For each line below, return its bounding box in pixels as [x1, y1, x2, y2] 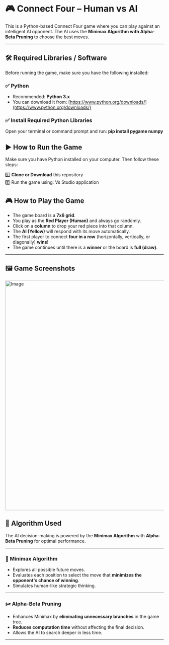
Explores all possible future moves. [12, 566, 86, 572]
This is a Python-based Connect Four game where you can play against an [5, 23, 160, 29]
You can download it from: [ [12, 99, 70, 105]
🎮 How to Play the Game [5, 196, 84, 205]
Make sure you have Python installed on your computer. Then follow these [5, 156, 159, 163]
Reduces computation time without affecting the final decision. [12, 624, 145, 630]
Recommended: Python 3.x [12, 94, 70, 100]
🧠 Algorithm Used [5, 519, 62, 528]
